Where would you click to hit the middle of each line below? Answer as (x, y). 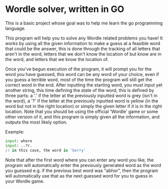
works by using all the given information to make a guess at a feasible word (83, 43)
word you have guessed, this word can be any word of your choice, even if (82, 74)
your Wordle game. (25, 181)
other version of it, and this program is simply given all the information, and (82, 116)
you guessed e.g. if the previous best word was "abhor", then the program (82, 170)
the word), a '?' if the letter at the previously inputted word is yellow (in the (82, 100)
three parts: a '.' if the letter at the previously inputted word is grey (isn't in (81, 95)
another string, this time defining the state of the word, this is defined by (79, 90)
